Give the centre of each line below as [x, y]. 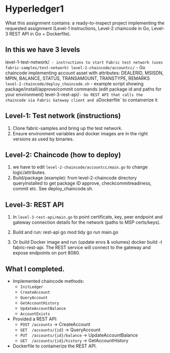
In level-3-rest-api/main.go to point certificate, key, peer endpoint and [88, 217]
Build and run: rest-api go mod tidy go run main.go [65, 232]
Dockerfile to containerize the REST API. [55, 346]
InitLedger [32, 287]
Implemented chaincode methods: [48, 281]
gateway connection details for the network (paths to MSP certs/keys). [87, 222]
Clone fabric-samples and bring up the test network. [67, 128]
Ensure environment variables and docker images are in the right [80, 133]
